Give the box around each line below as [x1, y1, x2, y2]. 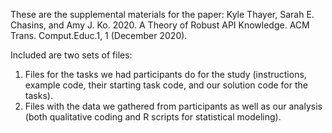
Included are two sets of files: [10, 49, 133, 61]
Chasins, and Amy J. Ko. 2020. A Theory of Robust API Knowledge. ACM [10, 19, 310, 31]
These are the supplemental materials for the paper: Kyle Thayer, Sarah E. [10, 9, 315, 20]
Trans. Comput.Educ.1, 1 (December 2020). [10, 30, 188, 41]
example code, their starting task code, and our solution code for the [24, 79, 308, 91]
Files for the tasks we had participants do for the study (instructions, [24, 69, 307, 80]
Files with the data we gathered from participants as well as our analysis [24, 100, 323, 112]
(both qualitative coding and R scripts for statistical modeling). [24, 111, 282, 123]
